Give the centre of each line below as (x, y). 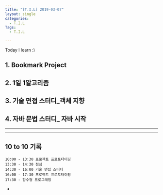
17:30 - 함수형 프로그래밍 (28, 180)
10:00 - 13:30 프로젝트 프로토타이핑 (38, 159)
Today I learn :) (20, 50)
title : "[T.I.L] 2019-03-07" (34, 9)
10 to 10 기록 (24, 147)
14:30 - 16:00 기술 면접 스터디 (34, 169)
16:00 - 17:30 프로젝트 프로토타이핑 (38, 175)
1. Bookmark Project (36, 65)
